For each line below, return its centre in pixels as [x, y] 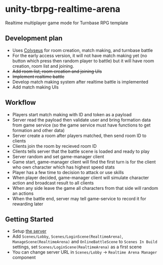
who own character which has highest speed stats [63, 167]
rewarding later [28, 204]
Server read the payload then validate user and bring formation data [81, 120]
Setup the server [29, 231]
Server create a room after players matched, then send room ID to [79, 135]
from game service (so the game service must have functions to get [81, 125]
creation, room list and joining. [43, 66]
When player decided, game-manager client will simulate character [81, 177]
